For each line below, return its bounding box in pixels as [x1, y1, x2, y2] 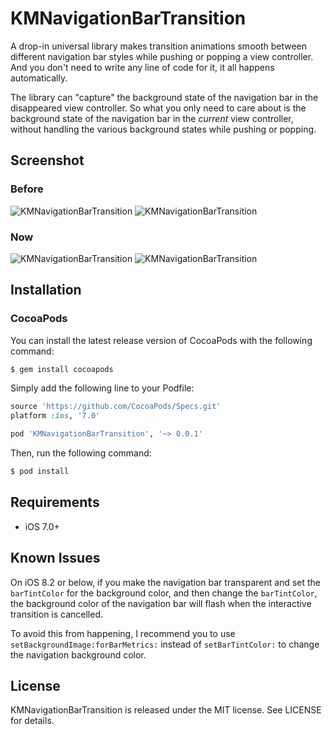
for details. [10, 715, 55, 727]
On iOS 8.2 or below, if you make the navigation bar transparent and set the [10, 576, 321, 588]
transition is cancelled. [10, 608, 104, 620]
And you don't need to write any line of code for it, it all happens [10, 61, 275, 73]
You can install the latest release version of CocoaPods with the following [10, 334, 313, 346]
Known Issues [10, 550, 101, 567]
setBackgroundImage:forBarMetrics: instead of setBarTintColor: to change [10, 638, 320, 650]
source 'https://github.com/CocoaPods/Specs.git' [10, 402, 222, 412]
